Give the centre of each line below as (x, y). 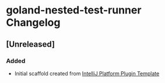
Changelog (33, 23)
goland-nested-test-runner (74, 10)
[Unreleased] (31, 44)
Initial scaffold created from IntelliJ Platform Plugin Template (87, 73)
